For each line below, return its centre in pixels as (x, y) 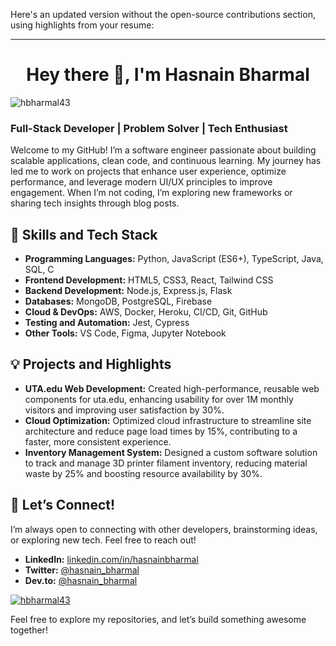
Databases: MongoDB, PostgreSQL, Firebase (118, 301)
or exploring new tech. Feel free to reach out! (103, 540)
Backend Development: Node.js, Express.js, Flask (128, 291)
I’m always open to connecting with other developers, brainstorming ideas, (164, 529)
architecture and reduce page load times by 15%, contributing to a (161, 431)
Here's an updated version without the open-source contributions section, (163, 14)
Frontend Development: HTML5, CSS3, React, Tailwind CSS (149, 280)
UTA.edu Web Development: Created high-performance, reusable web (172, 388)
